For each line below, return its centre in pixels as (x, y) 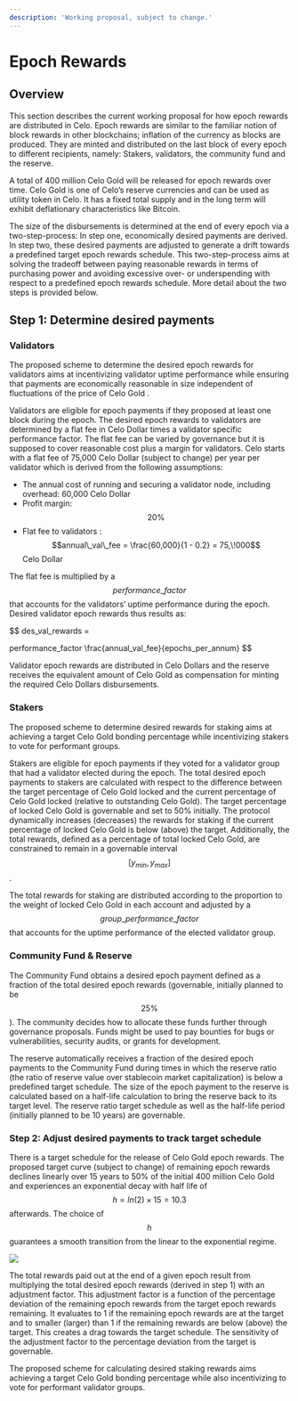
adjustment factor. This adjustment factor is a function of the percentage (142, 1294)
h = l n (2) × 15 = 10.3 (149, 1200)
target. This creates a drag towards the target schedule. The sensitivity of (144, 1332)
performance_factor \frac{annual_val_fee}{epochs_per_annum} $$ (131, 648)
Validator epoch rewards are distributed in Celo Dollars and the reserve (139, 665)
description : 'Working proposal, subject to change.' (111, 17)
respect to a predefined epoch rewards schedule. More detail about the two (148, 282)
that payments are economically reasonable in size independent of (131, 384)
